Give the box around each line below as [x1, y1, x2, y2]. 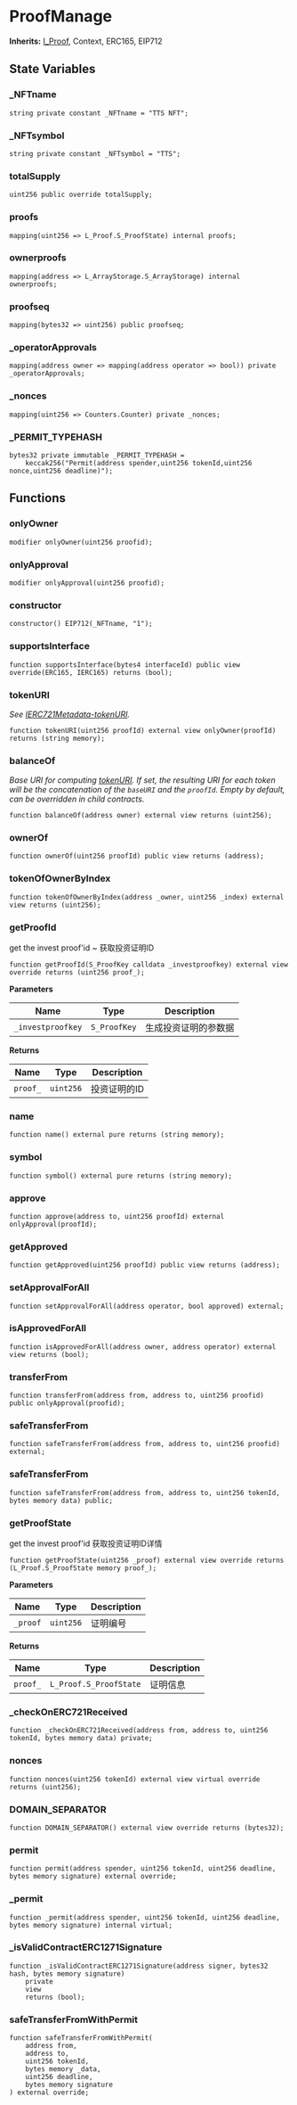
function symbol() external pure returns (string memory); [9, 1171, 233, 1180]
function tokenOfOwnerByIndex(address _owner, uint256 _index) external [9, 892, 285, 901]
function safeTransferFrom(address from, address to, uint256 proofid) [9, 1440, 280, 1449]
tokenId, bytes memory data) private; [9, 1734, 153, 1743]
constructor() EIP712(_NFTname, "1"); [9, 620, 153, 629]
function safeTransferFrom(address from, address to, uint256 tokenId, [9, 1488, 280, 1497]
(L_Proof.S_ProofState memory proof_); [9, 1564, 157, 1573]
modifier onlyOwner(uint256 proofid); [9, 538, 153, 547]
